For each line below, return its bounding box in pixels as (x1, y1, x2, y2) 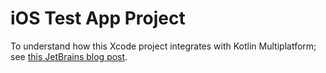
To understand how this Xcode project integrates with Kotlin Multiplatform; (10, 40, 317, 52)
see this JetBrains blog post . (10, 50, 128, 62)
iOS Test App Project (10, 7, 186, 30)
